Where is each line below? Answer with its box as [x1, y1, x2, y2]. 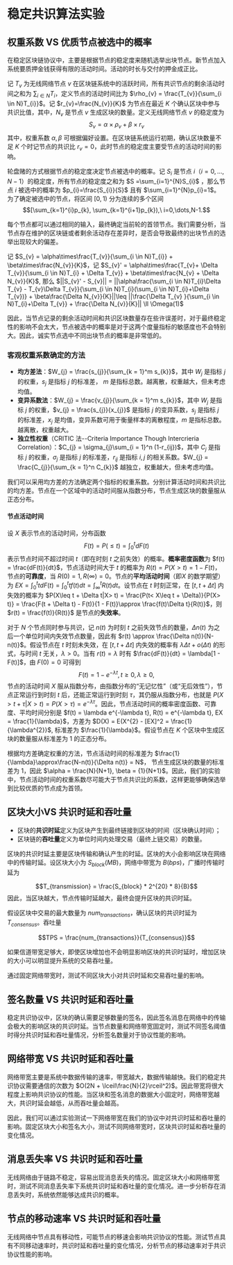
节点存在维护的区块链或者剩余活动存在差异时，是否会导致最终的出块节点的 [7, 229, 220, 237]
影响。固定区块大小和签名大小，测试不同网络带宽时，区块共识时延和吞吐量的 [7, 1122, 226, 1130]
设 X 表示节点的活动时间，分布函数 [7, 529, 106, 537]
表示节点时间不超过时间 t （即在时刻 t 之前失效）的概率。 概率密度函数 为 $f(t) [7, 555, 225, 563]
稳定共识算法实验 [7, 6, 105, 22]
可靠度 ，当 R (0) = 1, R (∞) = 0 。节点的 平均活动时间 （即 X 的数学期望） [25, 572, 224, 580]
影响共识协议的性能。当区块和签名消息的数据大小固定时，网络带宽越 [25, 1090, 220, 1098]
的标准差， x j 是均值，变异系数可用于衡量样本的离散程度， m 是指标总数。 [17, 416, 225, 426]
